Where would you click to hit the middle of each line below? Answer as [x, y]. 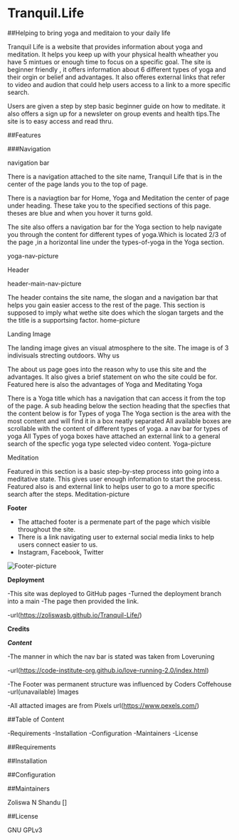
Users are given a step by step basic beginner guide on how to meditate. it [116, 106]
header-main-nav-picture [44, 283]
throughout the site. [47, 529]
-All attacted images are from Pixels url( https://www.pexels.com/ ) [103, 705]
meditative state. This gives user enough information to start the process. [115, 479]
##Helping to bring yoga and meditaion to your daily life [89, 33]
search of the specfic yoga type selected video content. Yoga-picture [110, 443]
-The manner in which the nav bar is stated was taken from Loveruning [111, 656]
